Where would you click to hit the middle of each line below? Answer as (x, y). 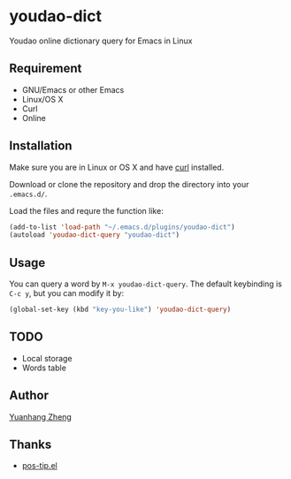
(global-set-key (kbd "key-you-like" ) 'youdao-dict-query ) (120, 310)
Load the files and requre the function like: (86, 210)
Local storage (47, 358)
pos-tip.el (39, 466)
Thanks (31, 445)
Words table (44, 368)
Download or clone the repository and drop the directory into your (129, 184)
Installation (41, 146)
